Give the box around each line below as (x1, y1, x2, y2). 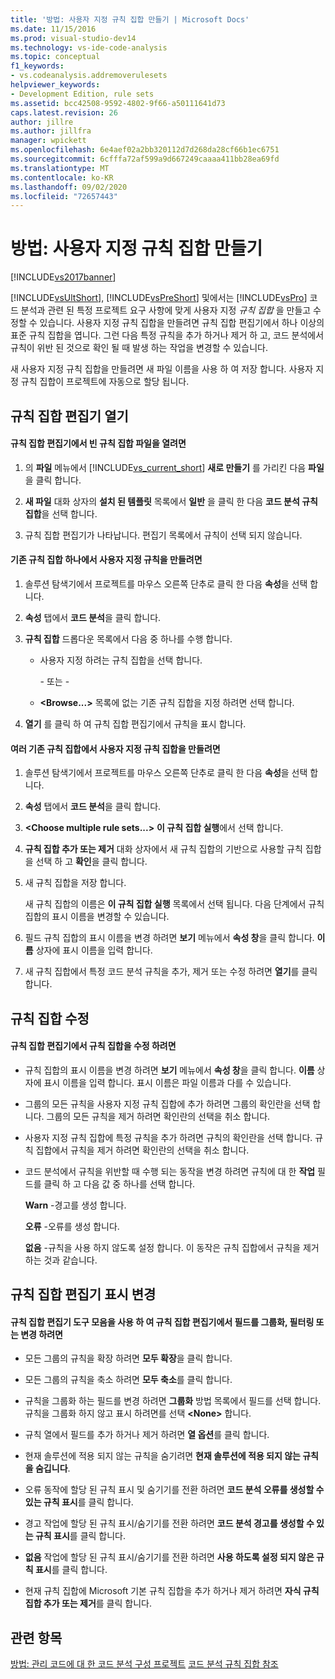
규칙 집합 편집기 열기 (10, 407, 129, 425)
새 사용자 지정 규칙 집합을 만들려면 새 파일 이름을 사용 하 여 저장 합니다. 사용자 (10, 363, 314, 375)
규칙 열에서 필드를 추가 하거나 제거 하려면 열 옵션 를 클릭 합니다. (24, 1429, 270, 1441)
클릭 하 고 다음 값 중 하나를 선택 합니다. (43, 1177, 196, 1190)
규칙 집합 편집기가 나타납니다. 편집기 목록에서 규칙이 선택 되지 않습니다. (24, 529, 303, 541)
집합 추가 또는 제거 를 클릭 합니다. (24, 1597, 152, 1610)
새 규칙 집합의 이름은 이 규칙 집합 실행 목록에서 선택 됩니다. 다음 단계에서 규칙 (24, 898, 325, 910)
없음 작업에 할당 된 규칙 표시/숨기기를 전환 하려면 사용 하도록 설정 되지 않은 (24, 1551, 315, 1563)
